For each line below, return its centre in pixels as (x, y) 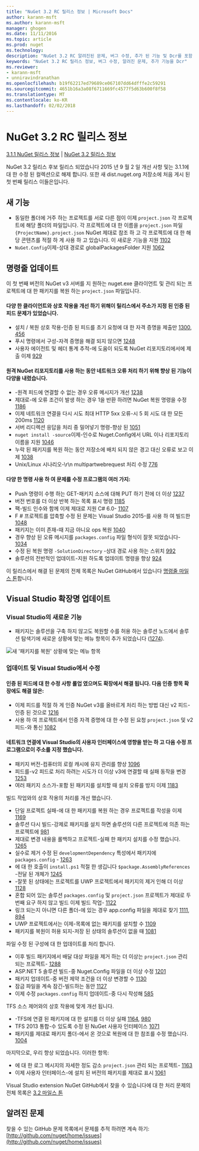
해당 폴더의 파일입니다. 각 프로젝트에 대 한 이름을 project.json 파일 (104, 225)
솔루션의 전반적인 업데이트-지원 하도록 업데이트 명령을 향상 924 (88, 558)
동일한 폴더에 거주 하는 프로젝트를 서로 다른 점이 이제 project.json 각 (96, 218)
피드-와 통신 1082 (35, 727)
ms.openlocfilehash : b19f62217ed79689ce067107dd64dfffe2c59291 (86, 84)
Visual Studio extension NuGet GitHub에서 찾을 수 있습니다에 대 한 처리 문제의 (99, 1085)
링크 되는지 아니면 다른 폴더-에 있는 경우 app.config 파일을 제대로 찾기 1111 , (102, 910)
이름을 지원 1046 (34, 442)
